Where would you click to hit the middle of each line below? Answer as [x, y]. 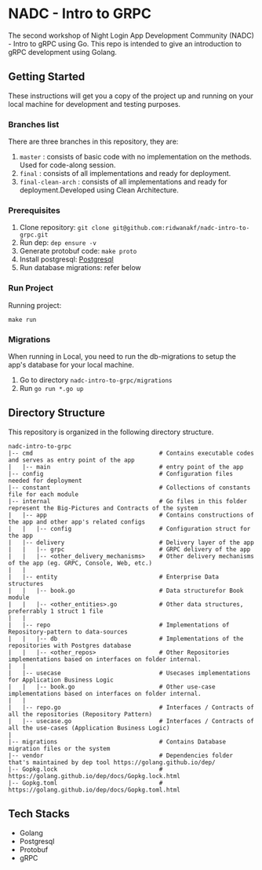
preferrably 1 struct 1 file [56, 611]
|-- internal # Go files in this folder [127, 501]
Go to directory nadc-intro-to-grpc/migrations [96, 380]
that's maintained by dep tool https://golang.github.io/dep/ [112, 762]
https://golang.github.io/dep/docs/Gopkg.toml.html [94, 790]
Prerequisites [34, 210]
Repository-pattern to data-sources [68, 632]
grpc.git [34, 235]
